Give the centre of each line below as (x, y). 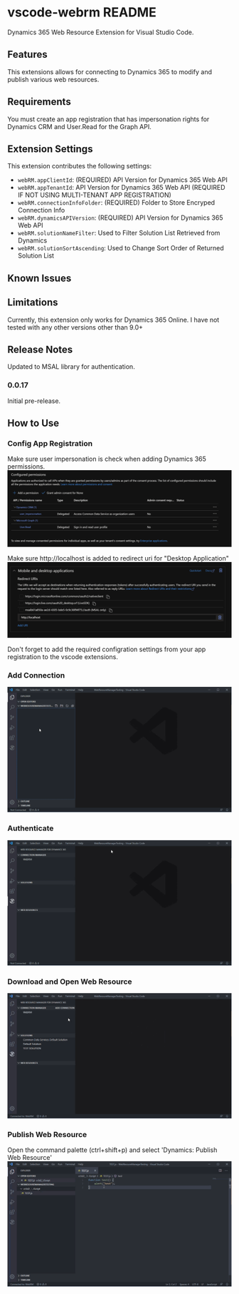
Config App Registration (50, 443)
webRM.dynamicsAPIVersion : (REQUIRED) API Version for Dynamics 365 (120, 218)
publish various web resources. (53, 79)
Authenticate (31, 828)
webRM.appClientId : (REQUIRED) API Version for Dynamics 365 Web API (122, 180)
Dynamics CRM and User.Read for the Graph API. (79, 126)
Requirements (39, 102)
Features (27, 55)
